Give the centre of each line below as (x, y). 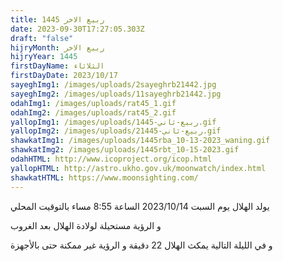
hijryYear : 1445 (44, 57)
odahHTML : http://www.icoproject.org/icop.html (111, 159)
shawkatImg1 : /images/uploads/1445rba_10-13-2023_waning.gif (140, 141)
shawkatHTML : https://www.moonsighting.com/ (104, 177)
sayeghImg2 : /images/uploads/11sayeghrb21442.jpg (116, 94)
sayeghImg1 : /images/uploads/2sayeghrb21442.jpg (113, 85)
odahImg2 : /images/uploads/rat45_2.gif (93, 112)
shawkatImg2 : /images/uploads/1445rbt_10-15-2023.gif (125, 150)
